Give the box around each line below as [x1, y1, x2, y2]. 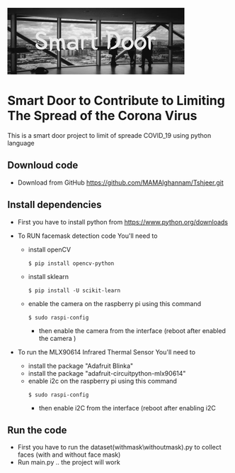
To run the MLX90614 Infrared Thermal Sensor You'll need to [17, 347, 196, 356]
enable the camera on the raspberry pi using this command [28, 299, 202, 308]
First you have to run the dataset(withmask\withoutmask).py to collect [17, 443, 222, 452]
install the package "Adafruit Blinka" [28, 361, 134, 370]
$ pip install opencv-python [28, 260, 115, 267]
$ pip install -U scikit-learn [28, 287, 121, 294]
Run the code [7, 424, 67, 436]
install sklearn [28, 272, 69, 281]
